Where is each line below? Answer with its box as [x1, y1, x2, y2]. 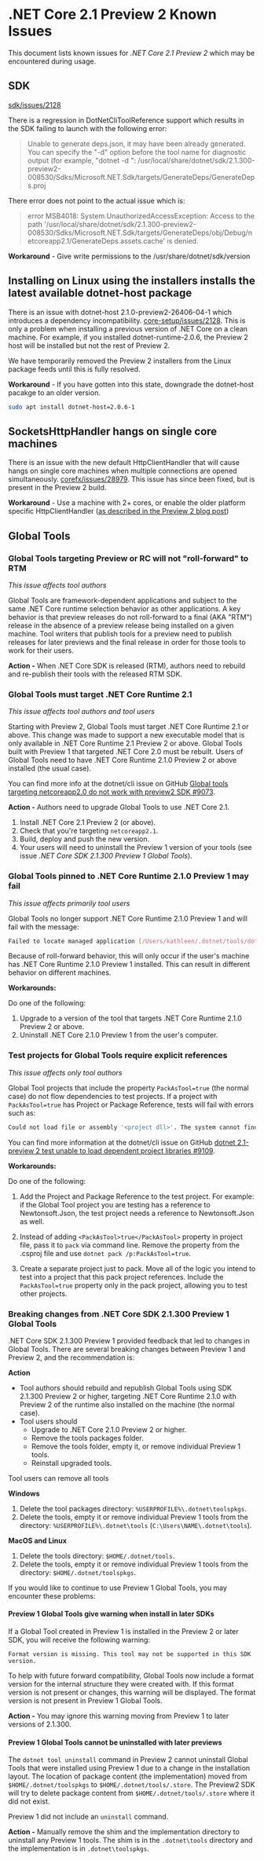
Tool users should [19, 1416, 78, 1426]
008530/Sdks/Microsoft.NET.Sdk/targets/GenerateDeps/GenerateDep [27, 172, 255, 181]
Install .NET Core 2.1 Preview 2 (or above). [19, 818, 156, 827]
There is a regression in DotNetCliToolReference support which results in [8, 115, 244, 125]
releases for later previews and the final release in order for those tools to [8, 637, 246, 647]
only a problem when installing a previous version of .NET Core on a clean [8, 324, 248, 333]
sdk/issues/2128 [8, 100, 61, 109]
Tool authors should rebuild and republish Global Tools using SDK [19, 1383, 233, 1392]
